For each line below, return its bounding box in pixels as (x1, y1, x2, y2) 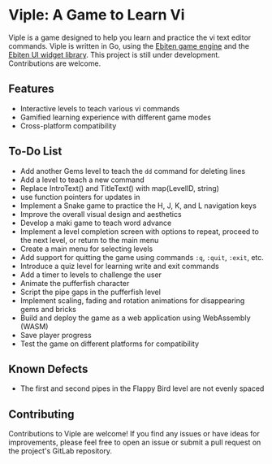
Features (8, 82, 54, 96)
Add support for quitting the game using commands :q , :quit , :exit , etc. (19, 252, 264, 262)
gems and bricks (19, 304, 77, 314)
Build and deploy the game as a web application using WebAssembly (19, 313, 251, 323)
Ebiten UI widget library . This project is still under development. (8, 50, 221, 59)
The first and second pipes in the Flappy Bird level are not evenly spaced (19, 384, 265, 393)
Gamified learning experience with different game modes (19, 112, 211, 122)
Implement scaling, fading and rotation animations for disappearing (19, 295, 245, 306)
